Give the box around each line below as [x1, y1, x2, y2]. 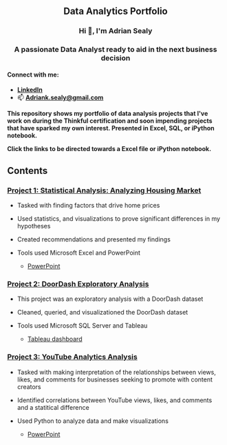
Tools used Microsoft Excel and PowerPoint [17, 248, 141, 257]
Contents [7, 165, 48, 177]
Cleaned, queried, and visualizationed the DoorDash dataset [17, 308, 188, 317]
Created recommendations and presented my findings [17, 235, 171, 244]
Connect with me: [7, 70, 60, 79]
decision [100, 53, 131, 63]
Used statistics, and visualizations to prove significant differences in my [17, 215, 221, 223]
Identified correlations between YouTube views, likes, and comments [17, 396, 213, 404]
